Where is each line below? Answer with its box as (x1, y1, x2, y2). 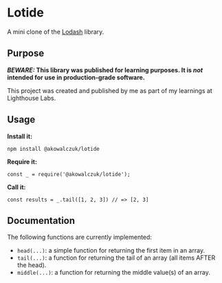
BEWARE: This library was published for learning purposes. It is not (7, 65, 203, 74)
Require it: (7, 157, 38, 166)
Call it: (7, 182, 26, 191)
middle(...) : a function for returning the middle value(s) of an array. (16, 269, 211, 277)
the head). (16, 261, 47, 269)
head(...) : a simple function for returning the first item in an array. (16, 247, 205, 255)
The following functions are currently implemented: (7, 233, 153, 242)
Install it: (7, 132, 33, 140)
